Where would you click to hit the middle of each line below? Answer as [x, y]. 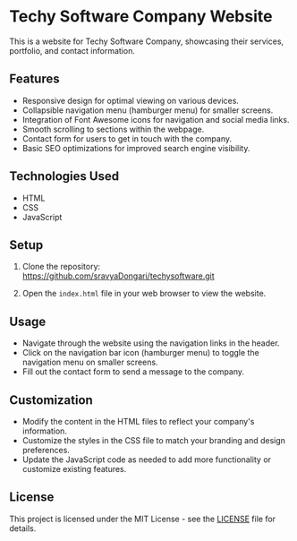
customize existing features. [74, 469]
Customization [51, 400]
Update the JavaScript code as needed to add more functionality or [146, 459]
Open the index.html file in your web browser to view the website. [144, 294]
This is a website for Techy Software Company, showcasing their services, [147, 41]
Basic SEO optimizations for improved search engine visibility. [136, 148]
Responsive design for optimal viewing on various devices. [131, 100]
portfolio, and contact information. [72, 50]
